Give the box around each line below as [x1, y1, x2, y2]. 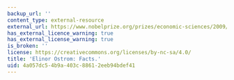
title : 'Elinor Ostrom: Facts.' [7, 56, 101, 63]
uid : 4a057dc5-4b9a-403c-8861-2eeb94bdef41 [7, 62, 136, 69]
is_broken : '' [7, 42, 49, 49]
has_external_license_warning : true [7, 36, 114, 43]
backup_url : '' [7, 10, 52, 17]
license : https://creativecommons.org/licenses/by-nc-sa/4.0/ [7, 49, 192, 56]
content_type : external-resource [7, 17, 104, 24]
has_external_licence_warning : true [7, 29, 114, 37]
